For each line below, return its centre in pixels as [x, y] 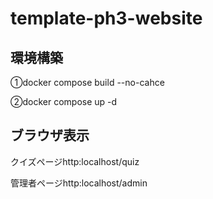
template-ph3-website [106, 18]
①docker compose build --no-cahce [87, 82]
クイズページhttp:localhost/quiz [75, 161]
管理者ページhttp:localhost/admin [79, 183]
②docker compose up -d [64, 101]
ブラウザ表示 [50, 135]
